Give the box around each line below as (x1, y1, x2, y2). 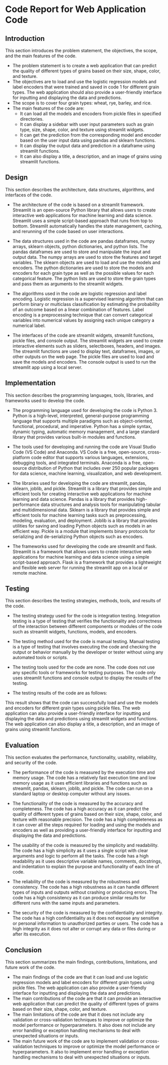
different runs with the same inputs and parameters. (12, 900, 120, 906)
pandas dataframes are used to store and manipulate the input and (12, 249, 150, 255)
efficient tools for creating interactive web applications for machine (12, 491, 151, 497)
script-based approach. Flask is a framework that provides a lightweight (12, 559, 161, 565)
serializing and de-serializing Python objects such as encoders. (12, 534, 144, 540)
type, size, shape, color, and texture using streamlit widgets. (20, 127, 144, 133)
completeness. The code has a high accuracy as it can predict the (12, 806, 149, 812)
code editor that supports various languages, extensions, (31, 454, 149, 460)
